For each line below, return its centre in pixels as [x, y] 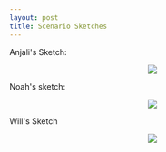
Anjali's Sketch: [38, 52]
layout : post [34, 18]
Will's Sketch [34, 121]
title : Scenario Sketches [58, 26]
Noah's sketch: [38, 86]
